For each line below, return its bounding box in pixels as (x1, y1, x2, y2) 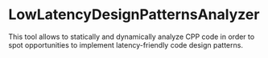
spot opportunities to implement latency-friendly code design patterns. (8, 40, 244, 49)
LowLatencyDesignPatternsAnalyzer (8, 6, 260, 24)
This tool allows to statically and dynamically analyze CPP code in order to (8, 32, 255, 41)
